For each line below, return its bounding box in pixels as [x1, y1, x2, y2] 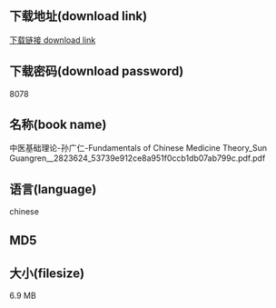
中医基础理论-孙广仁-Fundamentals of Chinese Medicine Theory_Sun [9, 143, 268, 154]
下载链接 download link [9, 35, 96, 45]
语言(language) [9, 181, 97, 197]
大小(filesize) [9, 266, 84, 282]
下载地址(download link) [9, 8, 148, 25]
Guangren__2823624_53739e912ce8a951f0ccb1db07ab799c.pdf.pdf [9, 153, 266, 164]
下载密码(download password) [9, 64, 184, 79]
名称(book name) [9, 117, 107, 133]
